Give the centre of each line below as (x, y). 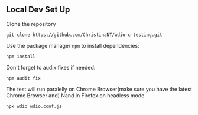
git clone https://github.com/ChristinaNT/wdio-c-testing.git (84, 35)
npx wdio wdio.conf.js (34, 106)
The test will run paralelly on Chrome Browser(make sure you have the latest (99, 89)
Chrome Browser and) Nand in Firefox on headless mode (75, 95)
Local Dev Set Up (38, 10)
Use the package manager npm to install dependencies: (73, 45)
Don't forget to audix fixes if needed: (51, 67)
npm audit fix (24, 78)
